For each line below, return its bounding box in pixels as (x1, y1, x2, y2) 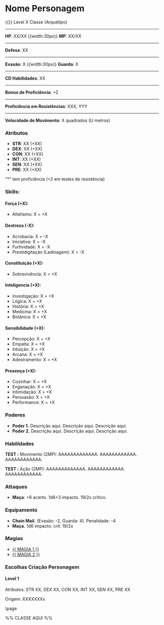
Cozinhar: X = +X (12, 379, 47, 385)
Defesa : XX (5, 47, 28, 53)
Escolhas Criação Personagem (5, 563, 80, 570)
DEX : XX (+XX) (12, 146, 42, 152)
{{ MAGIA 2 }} (12, 551, 40, 557)
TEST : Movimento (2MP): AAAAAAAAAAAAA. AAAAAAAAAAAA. (5, 451, 138, 457)
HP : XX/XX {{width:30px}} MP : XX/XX (5, 33, 82, 39)
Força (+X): (5, 200, 29, 206)
